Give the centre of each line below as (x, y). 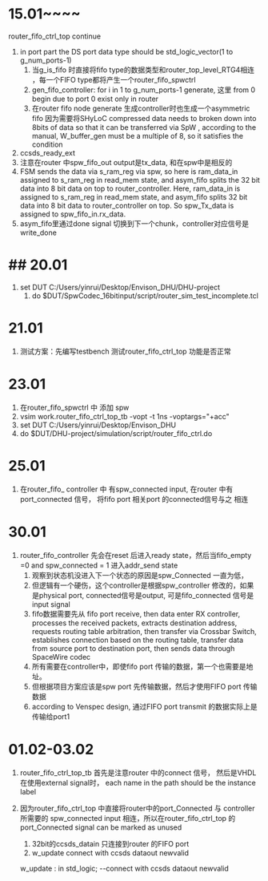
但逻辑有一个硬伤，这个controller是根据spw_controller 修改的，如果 (143, 585)
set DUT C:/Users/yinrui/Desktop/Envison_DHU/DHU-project (120, 287)
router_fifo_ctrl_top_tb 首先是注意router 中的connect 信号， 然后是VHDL (138, 772)
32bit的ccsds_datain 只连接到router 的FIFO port (110, 843)
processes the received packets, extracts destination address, (134, 623)
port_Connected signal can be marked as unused (101, 827)
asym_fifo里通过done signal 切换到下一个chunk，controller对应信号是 (134, 223)
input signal (51, 604)
